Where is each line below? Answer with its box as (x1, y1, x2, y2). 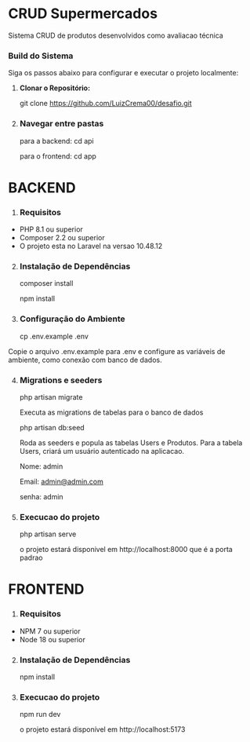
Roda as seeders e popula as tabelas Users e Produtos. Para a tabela (19, 437, 243, 448)
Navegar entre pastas (19, 119, 104, 130)
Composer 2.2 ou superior (19, 233, 105, 243)
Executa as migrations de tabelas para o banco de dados (19, 408, 204, 417)
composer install (19, 279, 74, 288)
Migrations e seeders (19, 375, 103, 386)
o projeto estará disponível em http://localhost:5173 (19, 725, 186, 734)
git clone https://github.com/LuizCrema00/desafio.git (19, 99, 192, 108)
